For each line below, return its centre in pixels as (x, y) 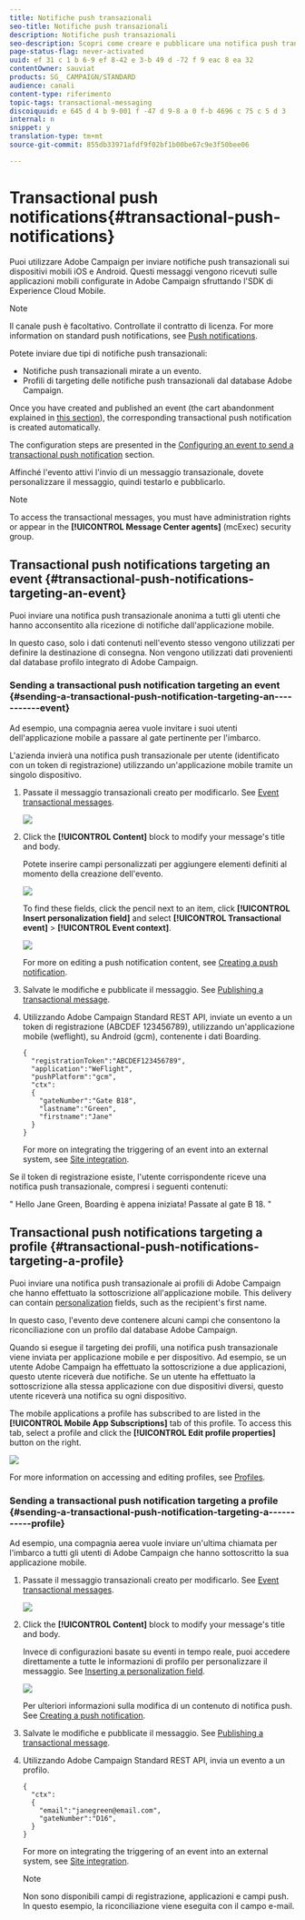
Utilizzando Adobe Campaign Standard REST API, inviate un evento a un (157, 1016)
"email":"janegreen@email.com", (100, 1810)
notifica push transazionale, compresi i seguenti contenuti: (119, 1186)
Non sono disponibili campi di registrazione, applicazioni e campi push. (155, 1896)
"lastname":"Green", (78, 1108)
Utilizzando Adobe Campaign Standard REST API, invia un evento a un (154, 1760)
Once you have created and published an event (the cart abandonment (142, 408)
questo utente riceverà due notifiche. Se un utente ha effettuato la (133, 1376)
